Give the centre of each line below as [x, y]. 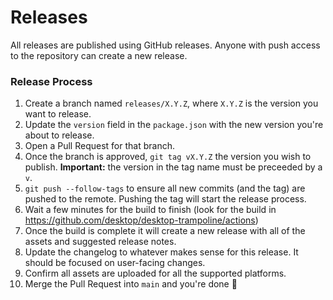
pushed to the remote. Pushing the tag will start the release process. [165, 199]
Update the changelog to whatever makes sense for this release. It [161, 252]
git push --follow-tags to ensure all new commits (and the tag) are [165, 188]
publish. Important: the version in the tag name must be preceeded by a [173, 167]
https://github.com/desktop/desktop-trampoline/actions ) [141, 220]
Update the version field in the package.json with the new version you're [174, 125]
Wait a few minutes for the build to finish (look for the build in [150, 210]
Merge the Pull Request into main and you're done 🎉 [131, 284]
